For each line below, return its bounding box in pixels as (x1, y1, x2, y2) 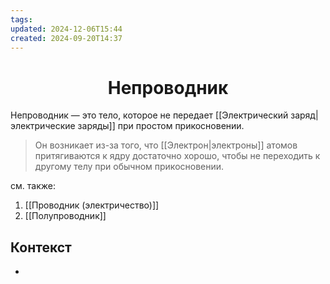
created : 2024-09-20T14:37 (10, 33, 123, 43)
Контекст (10, 239, 72, 256)
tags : (10, 14, 33, 25)
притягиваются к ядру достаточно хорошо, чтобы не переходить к (34, 150, 321, 162)
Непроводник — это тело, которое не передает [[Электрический (10, 109, 289, 121)
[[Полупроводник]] (24, 210, 107, 222)
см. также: (10, 180, 56, 192)
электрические (10, 120, 76, 132)
